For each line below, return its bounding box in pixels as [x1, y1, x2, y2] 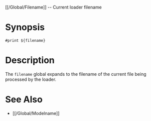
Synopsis [5, 22, 45, 33]
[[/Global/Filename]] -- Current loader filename [5, 4, 102, 10]
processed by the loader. [5, 76, 56, 82]
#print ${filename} [5, 38, 46, 43]
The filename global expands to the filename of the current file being [5, 71, 147, 77]
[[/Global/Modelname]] [12, 110, 60, 116]
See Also [5, 94, 43, 105]
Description [5, 55, 55, 66]
